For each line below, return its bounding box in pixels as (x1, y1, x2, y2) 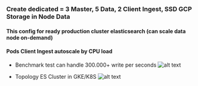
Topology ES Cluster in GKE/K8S (15, 73, 97, 80)
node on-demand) (6, 34, 53, 41)
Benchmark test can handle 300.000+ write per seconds (15, 61, 157, 68)
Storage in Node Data (6, 12, 71, 21)
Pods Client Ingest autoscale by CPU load (6, 48, 113, 55)
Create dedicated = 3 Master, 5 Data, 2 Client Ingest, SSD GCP (6, 5, 193, 13)
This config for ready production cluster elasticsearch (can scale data (6, 27, 186, 35)
